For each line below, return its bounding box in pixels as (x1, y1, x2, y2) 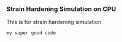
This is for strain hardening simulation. (6, 19, 103, 26)
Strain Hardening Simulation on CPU (6, 5, 116, 13)
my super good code (6, 30, 56, 36)
